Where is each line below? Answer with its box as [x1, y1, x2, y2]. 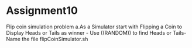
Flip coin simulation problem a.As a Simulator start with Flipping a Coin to [6, 23, 183, 30]
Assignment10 [6, 4, 78, 17]
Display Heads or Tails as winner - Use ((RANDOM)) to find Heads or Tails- [6, 29, 187, 36]
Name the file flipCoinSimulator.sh [6, 35, 88, 42]
